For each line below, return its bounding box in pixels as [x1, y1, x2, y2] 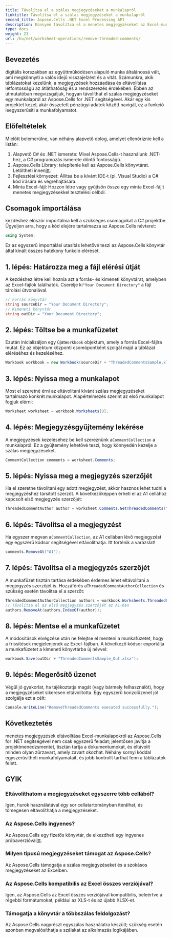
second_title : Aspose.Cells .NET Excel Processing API [5, 17, 125, 22]
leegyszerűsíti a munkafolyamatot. [5, 107, 78, 113]
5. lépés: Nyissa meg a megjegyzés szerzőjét [5, 471, 153, 480]
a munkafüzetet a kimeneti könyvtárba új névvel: [5, 646, 108, 653]
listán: [5, 141, 18, 147]
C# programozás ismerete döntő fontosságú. [27, 156, 122, 162]
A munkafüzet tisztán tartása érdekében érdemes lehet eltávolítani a [5, 577, 149, 583]
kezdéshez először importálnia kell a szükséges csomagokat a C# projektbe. [5, 218, 167, 224]
